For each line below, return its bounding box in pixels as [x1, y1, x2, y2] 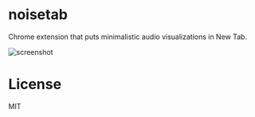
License [8, 76, 62, 93]
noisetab [8, 6, 68, 24]
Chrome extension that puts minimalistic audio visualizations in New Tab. [8, 32, 248, 41]
